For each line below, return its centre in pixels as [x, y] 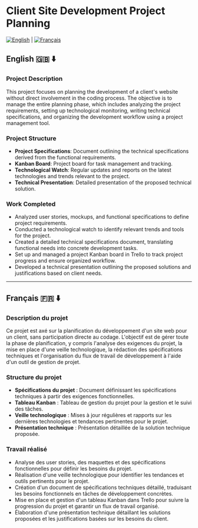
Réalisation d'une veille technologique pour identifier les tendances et [99, 475]
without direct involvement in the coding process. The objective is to [89, 98]
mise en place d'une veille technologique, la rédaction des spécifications [94, 349]
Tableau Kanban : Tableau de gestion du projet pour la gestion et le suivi [103, 403]
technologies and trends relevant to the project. [72, 176]
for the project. [33, 236]
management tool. [28, 123]
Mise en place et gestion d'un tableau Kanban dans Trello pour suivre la [102, 500]
